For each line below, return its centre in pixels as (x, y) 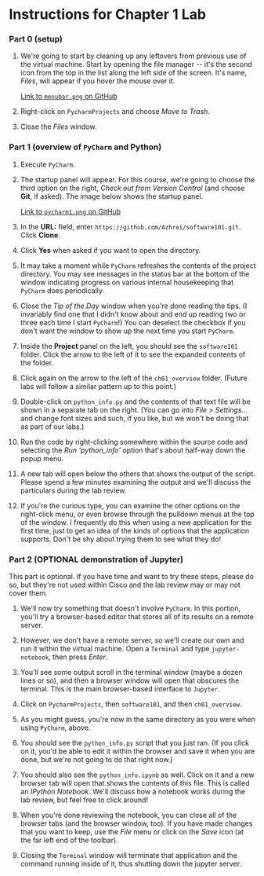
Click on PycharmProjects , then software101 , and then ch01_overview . (131, 704)
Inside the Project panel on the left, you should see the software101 (129, 346)
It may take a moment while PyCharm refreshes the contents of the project (138, 266)
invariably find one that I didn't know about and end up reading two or (133, 314)
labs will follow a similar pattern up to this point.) (98, 386)
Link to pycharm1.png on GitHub (70, 211)
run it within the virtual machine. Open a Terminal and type (115, 649)
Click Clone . (40, 235)
